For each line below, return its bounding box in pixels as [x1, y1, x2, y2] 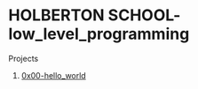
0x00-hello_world [20, 70, 86, 80]
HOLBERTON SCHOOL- [8, 5, 181, 26]
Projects [8, 53, 39, 63]
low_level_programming [8, 24, 190, 44]
